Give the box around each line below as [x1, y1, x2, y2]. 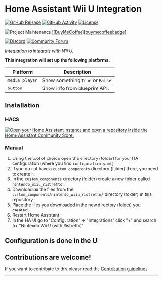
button [7, 85, 23, 91]
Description [64, 69, 91, 75]
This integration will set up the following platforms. [5, 57, 110, 63]
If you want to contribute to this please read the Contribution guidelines [5, 266, 148, 272]
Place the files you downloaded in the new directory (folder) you [12, 202, 141, 208]
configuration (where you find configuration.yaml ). [12, 160, 115, 166]
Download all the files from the [12, 186, 74, 192]
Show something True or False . [42, 77, 113, 84]
